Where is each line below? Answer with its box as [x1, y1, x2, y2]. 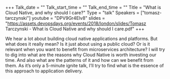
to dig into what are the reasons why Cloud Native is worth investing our [5, 52, 157, 58]
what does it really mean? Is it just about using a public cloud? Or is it [5, 41, 150, 47]
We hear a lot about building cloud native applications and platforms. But [5, 35, 158, 42]
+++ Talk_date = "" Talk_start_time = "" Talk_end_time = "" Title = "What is [5, 5, 161, 10]
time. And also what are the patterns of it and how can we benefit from [5, 57, 154, 63]
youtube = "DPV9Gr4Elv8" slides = [32, 15, 105, 21]
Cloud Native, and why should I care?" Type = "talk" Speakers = [5, 10, 140, 16]
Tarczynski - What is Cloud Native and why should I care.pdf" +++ [5, 26, 145, 32]
